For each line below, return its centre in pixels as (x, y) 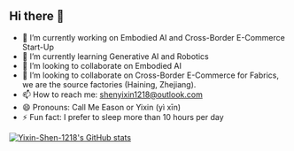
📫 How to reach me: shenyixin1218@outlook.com (112, 94)
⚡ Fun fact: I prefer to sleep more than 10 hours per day (123, 117)
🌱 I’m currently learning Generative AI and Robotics (116, 56)
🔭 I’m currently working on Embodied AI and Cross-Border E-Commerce (153, 37)
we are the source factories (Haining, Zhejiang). (109, 84)
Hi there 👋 (37, 16)
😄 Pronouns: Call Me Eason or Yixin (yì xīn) (101, 107)
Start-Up (38, 47)
